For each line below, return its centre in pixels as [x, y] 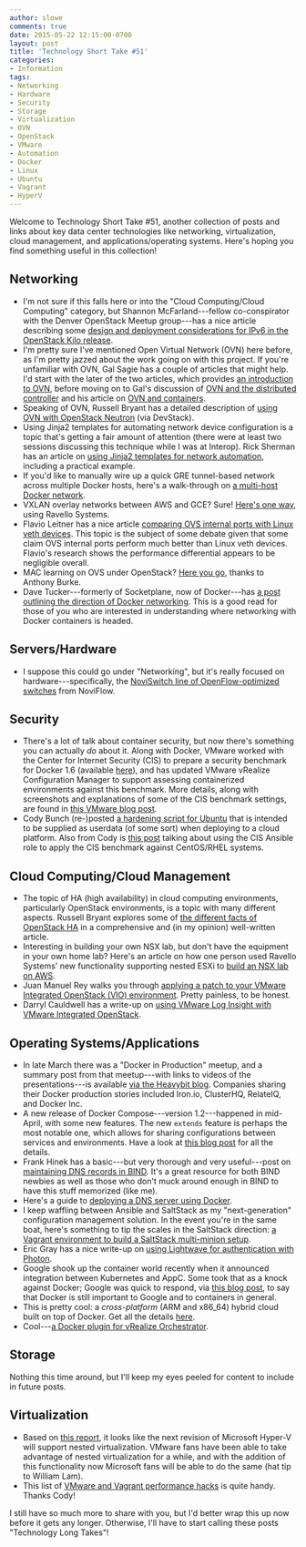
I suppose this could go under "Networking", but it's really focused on [153, 671]
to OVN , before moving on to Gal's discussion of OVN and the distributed [159, 388]
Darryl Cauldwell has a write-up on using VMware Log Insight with [147, 1005]
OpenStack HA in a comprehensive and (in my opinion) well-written [149, 927]
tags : [20, 77]
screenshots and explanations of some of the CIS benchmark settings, [154, 799]
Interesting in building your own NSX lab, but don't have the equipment [155, 947]
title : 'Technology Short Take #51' [79, 52]
